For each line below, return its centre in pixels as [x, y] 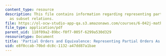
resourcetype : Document [30, 37]
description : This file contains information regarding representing [78, 14]
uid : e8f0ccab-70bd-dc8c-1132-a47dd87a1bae [51, 46]
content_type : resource [30, 9]
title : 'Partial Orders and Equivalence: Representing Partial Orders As [83, 41]
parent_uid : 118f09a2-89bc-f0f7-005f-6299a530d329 [58, 32]
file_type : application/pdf [34, 28]
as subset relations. [32, 19]
